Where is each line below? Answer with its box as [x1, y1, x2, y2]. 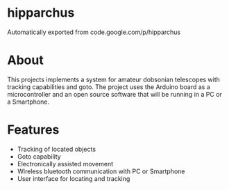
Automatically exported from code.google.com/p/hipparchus [7, 28, 181, 36]
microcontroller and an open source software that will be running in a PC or [7, 90, 222, 98]
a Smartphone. [7, 97, 50, 106]
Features [7, 122, 60, 138]
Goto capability [17, 152, 61, 161]
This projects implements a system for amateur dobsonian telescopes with [7, 75, 221, 84]
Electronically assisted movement [17, 159, 114, 168]
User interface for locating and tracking [17, 174, 130, 182]
